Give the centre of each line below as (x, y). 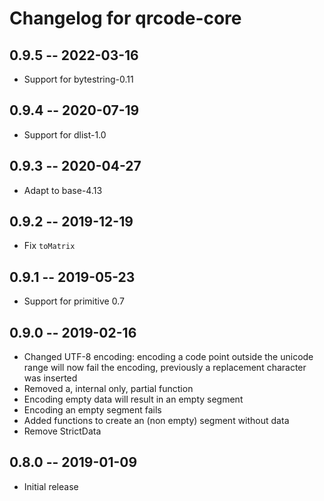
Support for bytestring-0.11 (78, 79)
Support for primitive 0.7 (74, 301)
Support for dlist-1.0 (65, 134)
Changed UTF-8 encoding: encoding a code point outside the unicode (168, 357)
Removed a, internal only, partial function (108, 389)
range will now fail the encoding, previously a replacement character (165, 368)
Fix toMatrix (49, 246)
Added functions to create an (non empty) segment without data (156, 421)
